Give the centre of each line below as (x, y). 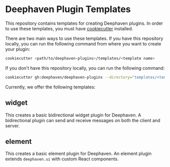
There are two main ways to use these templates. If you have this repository (84, 38)
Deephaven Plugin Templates (68, 9)
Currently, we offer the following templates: (50, 87)
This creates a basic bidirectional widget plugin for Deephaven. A (73, 115)
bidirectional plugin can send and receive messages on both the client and (83, 120)
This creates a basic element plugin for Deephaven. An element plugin (78, 154)
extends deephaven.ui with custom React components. (62, 159)
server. (13, 126)
